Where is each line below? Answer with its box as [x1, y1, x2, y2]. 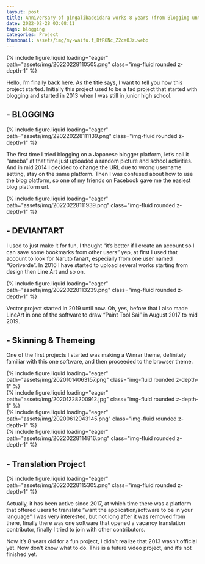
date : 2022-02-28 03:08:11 [6, 20, 75, 26]
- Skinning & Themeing [6, 335, 95, 346]
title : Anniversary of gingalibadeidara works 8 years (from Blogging [6, 15, 190, 21]
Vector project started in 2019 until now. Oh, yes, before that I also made [6, 304, 188, 312]
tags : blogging [6, 26, 45, 32]
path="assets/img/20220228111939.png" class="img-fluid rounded [6, 201, 176, 208]
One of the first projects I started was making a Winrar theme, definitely [6, 351, 187, 359]
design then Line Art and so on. [6, 268, 85, 275]
